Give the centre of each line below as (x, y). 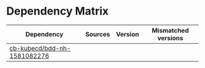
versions (171, 38)
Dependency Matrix (57, 11)
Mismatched (170, 30)
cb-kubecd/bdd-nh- (40, 48)
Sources (98, 34)
